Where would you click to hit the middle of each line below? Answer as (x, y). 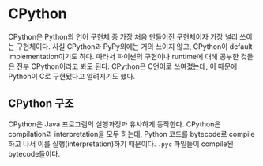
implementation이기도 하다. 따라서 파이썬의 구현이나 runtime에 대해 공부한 (124, 56)
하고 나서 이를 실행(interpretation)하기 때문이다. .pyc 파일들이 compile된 (121, 144)
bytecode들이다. (34, 153)
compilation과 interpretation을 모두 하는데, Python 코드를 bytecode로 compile (131, 134)
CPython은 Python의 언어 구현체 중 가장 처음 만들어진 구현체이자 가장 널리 (123, 36)
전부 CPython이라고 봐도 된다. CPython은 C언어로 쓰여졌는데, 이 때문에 (127, 66)
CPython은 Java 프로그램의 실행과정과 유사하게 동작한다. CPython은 (115, 124)
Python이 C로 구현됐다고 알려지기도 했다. (72, 76)
